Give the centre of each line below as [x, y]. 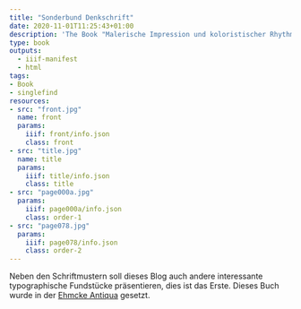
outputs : [26, 51]
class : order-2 [54, 251]
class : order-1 [54, 217]
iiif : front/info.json [68, 134]
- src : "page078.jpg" [50, 226]
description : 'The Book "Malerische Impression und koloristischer [138, 34]
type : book [30, 43]
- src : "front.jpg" [46, 109]
